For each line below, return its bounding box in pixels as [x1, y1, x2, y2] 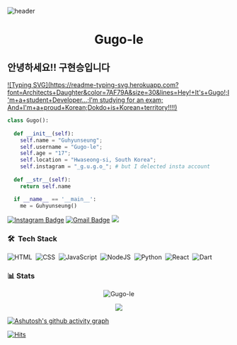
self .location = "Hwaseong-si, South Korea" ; [20, 157, 157, 164]
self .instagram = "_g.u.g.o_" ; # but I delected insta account [20, 163, 211, 170]
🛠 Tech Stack [7, 234, 58, 244]
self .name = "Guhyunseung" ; [20, 137, 103, 144]
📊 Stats [7, 271, 35, 281]
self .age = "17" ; [20, 149, 71, 157]
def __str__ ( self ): [13, 176, 71, 183]
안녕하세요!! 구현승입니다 [7, 61, 110, 74]
